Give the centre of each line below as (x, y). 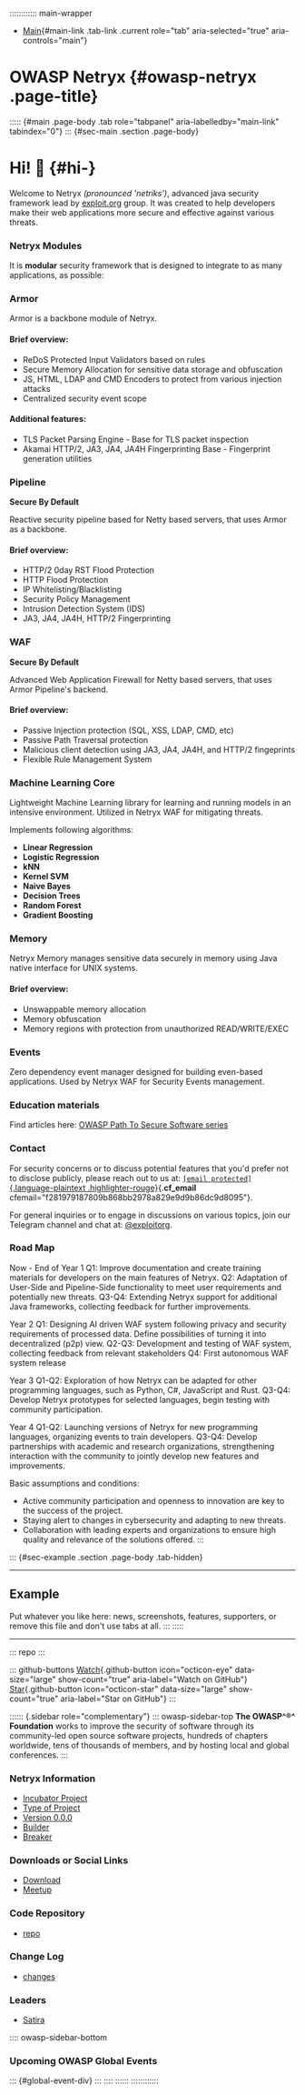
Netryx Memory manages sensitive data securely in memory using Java (143, 958)
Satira (34, 2020)
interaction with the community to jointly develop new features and (134, 1456)
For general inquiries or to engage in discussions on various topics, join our (150, 1215)
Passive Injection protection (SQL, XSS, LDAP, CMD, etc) (128, 730)
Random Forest (52, 906)
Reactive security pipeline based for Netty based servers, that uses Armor (148, 520)
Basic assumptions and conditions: (74, 1483)
